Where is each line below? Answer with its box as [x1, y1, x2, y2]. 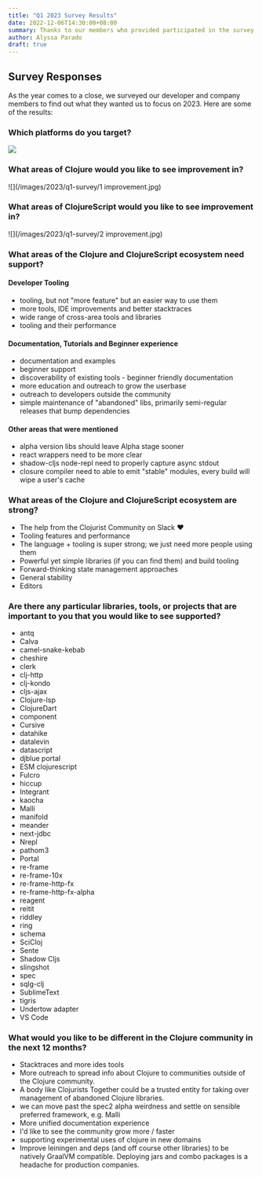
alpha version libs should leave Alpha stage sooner [19, 442, 184, 451]
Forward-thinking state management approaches [19, 564, 178, 574]
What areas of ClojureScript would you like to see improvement [8, 201, 253, 212]
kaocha [19, 795, 44, 804]
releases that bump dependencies [19, 406, 130, 416]
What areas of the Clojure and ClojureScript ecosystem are [8, 495, 238, 506]
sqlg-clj [19, 979, 45, 988]
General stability [19, 572, 73, 582]
